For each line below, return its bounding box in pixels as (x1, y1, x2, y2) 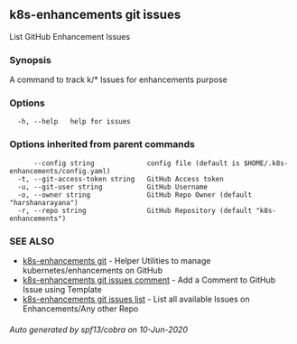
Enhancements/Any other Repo (22, 303, 139, 314)
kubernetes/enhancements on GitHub (22, 265, 163, 275)
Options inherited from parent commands (9, 138, 196, 151)
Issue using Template (22, 284, 102, 294)
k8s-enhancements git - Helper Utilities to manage (22, 256, 211, 265)
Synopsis (9, 53, 51, 66)
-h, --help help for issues (17, 117, 131, 126)
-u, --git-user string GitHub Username (17, 182, 208, 191)
